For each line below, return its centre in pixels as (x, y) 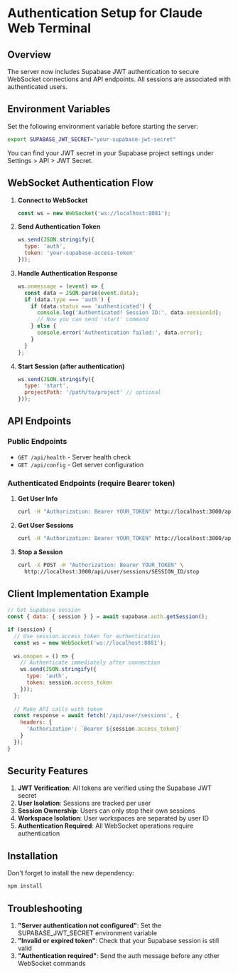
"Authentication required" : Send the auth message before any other (119, 955)
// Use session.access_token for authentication (87, 636)
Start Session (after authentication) (71, 366)
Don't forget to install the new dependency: (71, 873)
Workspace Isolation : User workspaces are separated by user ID (113, 818)
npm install (25, 886)
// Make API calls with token (58, 709)
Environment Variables (59, 109)
